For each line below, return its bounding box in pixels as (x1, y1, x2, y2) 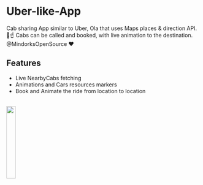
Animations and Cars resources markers (15, 81, 118, 88)
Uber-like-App (6, 4, 82, 18)
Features (6, 58, 41, 69)
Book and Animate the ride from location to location (15, 87, 146, 94)
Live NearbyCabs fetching (15, 74, 82, 81)
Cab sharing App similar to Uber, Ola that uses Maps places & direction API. (6, 25, 197, 32)
